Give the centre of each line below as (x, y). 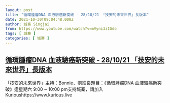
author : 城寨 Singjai (27, 24)
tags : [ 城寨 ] (21, 33)
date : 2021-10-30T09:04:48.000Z (39, 19)
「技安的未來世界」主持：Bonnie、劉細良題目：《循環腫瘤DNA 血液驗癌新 (81, 83)
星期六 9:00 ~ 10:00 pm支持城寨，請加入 (61, 89)
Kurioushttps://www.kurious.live (39, 95)
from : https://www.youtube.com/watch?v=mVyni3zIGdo (61, 29)
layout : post (19, 10)
